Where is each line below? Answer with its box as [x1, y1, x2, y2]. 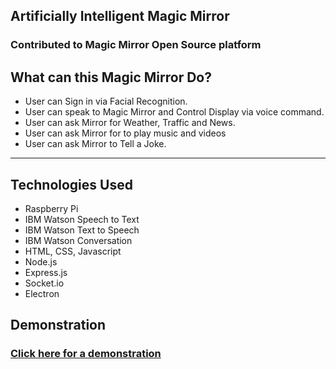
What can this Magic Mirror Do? [10, 69, 213, 86]
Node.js [24, 255, 58, 268]
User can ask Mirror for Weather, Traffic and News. [24, 117, 236, 129]
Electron [24, 287, 60, 299]
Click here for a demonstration [10, 347, 162, 361]
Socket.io [24, 277, 65, 289]
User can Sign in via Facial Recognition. [24, 95, 188, 108]
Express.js [24, 266, 68, 278]
